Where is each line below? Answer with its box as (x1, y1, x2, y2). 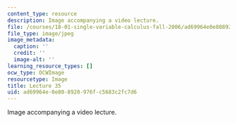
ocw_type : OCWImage (7, 69, 65, 76)
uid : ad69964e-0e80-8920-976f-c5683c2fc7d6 (7, 89, 138, 96)
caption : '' (13, 43, 49, 50)
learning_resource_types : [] (7, 63, 93, 70)
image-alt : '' (13, 56, 55, 63)
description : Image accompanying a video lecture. (7, 17, 159, 24)
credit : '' (13, 50, 46, 57)
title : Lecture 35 (7, 82, 61, 89)
